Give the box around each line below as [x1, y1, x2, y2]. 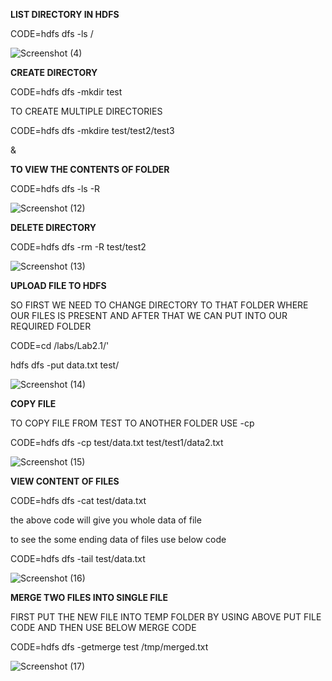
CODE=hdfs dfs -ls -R [10, 183, 101, 194]
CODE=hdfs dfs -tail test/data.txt [10, 553, 146, 564]
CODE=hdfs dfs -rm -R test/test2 [10, 241, 147, 253]
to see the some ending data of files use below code [10, 534, 227, 545]
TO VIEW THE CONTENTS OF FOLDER [10, 164, 170, 175]
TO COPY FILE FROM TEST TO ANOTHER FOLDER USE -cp [10, 417, 255, 429]
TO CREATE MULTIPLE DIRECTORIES [10, 105, 163, 117]
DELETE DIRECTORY [10, 222, 97, 233]
